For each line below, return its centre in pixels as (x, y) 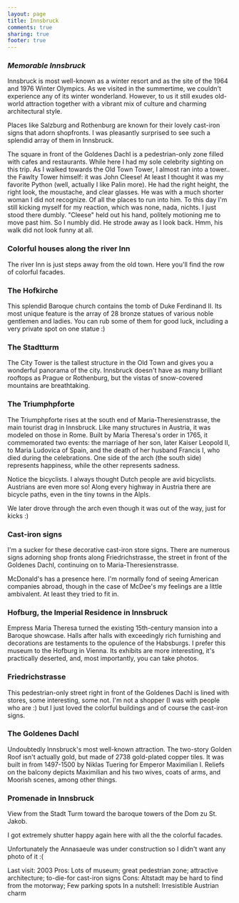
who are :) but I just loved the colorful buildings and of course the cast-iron (118, 707)
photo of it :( (26, 857)
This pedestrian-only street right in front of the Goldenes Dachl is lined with (118, 692)
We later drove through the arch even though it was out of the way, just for (117, 508)
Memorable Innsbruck (47, 66)
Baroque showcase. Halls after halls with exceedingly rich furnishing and (114, 636)
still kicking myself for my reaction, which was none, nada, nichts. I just (112, 207)
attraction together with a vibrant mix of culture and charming (116, 104)
